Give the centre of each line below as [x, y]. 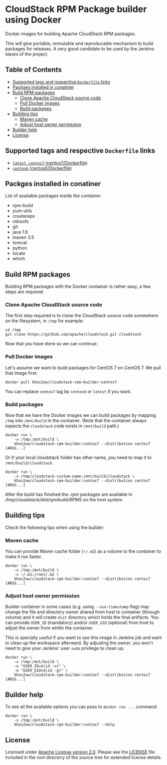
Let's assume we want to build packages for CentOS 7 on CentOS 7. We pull [83, 367]
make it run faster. [24, 557]
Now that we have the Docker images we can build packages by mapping [81, 415]
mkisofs [20, 222]
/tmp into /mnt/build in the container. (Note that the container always [76, 421]
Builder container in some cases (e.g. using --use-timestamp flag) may [77, 607]
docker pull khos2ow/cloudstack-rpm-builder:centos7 [61, 382]
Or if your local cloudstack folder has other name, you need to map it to [79, 458]
